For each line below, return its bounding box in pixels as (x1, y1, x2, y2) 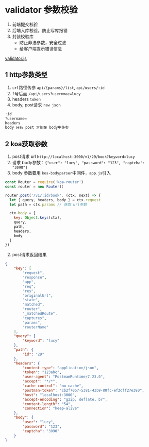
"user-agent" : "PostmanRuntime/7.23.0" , (22, 375, 105, 379)
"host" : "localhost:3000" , (22, 392, 77, 397)
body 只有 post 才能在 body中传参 (5, 125, 69, 130)
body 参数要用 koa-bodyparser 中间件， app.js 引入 (12, 170, 111, 176)
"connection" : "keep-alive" (22, 406, 79, 411)
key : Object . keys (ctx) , (14, 215, 62, 220)
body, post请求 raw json (12, 102, 61, 107)
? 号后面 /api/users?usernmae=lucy (12, 90, 81, 96)
